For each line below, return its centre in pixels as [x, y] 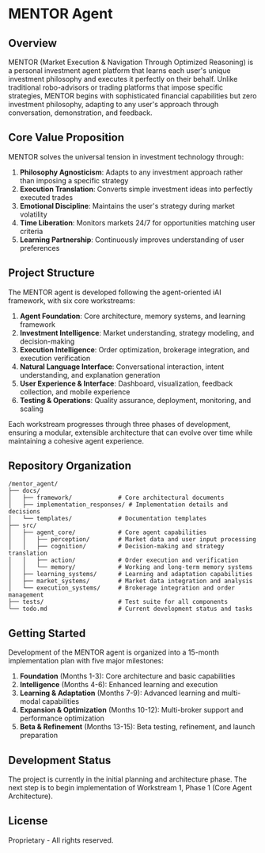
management [26, 595]
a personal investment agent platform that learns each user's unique [119, 71]
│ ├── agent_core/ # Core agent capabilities [108, 532]
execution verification [55, 358]
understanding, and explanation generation [90, 375]
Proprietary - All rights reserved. [61, 840]
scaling [31, 409]
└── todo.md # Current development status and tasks [131, 609]
